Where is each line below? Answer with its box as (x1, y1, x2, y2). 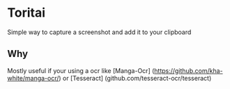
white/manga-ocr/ (7, 74, 59, 82)
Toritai (7, 5, 46, 21)
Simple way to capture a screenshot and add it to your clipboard (7, 28, 192, 36)
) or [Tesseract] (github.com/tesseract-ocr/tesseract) (59, 74, 212, 82)
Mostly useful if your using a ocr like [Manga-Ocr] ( (7, 66, 155, 74)
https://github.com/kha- (154, 66, 223, 74)
